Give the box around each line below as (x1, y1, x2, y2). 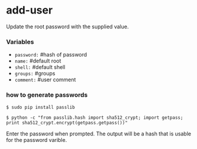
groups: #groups (14, 70, 55, 77)
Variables (6, 38, 34, 46)
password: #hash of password (14, 51, 87, 58)
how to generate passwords (6, 91, 88, 99)
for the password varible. (6, 136, 67, 143)
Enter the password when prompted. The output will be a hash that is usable (6, 130, 192, 137)
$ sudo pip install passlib (6, 104, 75, 110)
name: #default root (14, 57, 61, 65)
